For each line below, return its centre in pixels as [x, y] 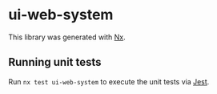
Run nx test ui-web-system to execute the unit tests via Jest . [109, 81]
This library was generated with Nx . [67, 37]
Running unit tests [55, 62]
